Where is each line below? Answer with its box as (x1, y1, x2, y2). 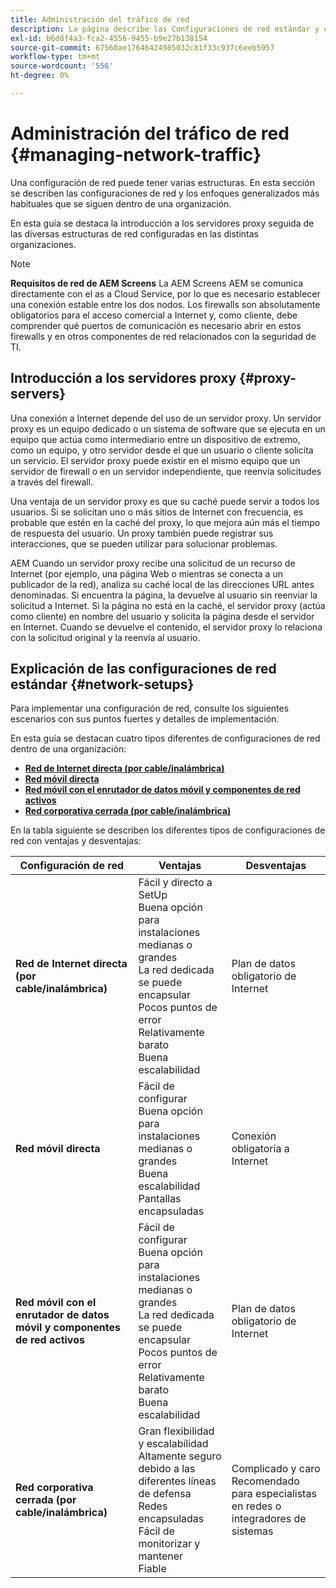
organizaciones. (10, 238, 77, 250)
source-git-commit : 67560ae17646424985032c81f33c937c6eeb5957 (10, 42, 275, 53)
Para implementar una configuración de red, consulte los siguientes (10, 702, 290, 715)
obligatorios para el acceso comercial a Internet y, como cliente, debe (10, 309, 298, 321)
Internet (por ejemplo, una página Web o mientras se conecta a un (10, 567, 283, 580)
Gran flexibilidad (138, 1424, 215, 1438)
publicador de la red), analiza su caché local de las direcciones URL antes (10, 578, 315, 590)
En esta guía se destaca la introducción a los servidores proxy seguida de (10, 217, 315, 229)
